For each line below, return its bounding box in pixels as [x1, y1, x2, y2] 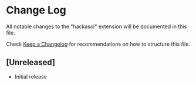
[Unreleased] [6, 57, 56, 67]
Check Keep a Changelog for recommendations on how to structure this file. [6, 40, 191, 47]
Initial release [14, 73, 47, 80]
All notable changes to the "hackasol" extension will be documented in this [6, 23, 187, 30]
